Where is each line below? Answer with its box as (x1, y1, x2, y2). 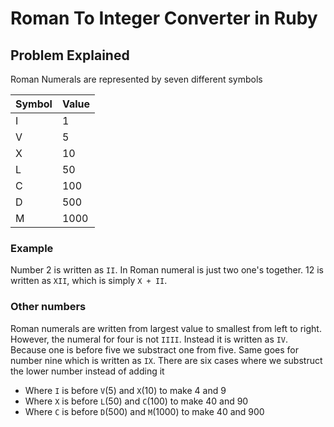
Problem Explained (10, 47, 130, 64)
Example (10, 241, 54, 255)
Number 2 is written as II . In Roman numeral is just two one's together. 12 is (10, 264, 324, 276)
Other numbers (10, 300, 87, 314)
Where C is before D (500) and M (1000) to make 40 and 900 (24, 405, 265, 417)
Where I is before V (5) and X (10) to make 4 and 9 (24, 384, 227, 396)
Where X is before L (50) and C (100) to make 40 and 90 (24, 395, 249, 407)
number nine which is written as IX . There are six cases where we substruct (10, 354, 323, 366)
